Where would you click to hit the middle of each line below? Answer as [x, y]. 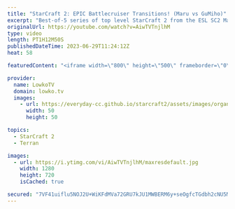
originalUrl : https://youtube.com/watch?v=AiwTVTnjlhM [89, 27]
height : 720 [37, 175]
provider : [22, 78]
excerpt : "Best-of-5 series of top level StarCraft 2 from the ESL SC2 [114, 20]
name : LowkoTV [34, 85]
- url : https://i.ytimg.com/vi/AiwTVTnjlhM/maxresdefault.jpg [106, 162]
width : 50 [40, 111]
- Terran [26, 143]
